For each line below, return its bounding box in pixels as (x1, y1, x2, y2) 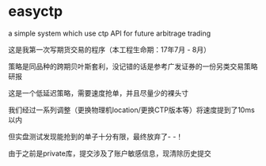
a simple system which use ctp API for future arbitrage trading (8, 28, 211, 38)
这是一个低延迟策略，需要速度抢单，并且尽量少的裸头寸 (8, 88, 188, 97)
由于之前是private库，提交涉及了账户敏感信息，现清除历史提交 (8, 149, 211, 158)
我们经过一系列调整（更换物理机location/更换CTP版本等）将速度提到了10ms (8, 105, 255, 115)
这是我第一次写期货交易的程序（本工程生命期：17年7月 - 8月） (8, 44, 211, 54)
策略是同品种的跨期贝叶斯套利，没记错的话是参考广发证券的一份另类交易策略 (8, 62, 258, 71)
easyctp (8, 2, 63, 21)
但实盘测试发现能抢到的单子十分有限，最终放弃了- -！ (8, 131, 184, 141)
